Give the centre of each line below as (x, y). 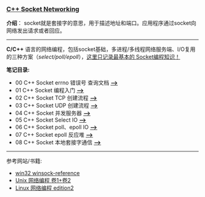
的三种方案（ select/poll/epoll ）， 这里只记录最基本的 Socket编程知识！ (93, 57)
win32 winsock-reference (48, 173)
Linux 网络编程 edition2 (45, 188)
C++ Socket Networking (43, 9)
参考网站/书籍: (24, 161)
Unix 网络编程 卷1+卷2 (43, 181)
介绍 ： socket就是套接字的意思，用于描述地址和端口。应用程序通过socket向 (101, 23)
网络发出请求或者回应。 (36, 31)
